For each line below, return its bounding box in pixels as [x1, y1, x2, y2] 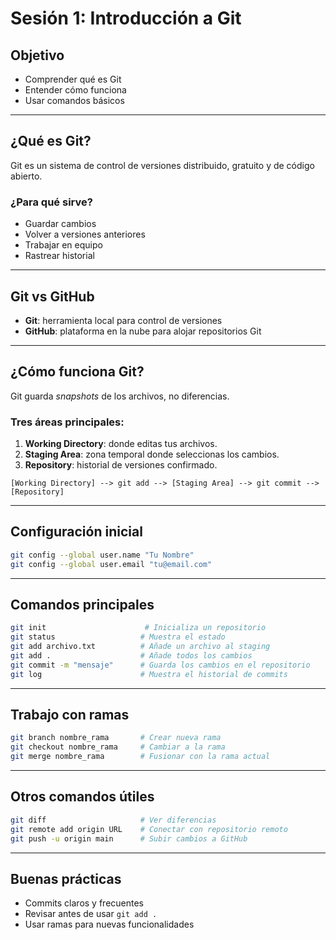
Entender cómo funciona [24, 84, 127, 96]
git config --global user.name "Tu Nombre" [10, 550, 195, 560]
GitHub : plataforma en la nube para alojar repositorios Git [24, 325, 262, 337]
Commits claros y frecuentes [24, 897, 145, 909]
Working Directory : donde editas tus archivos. [24, 438, 218, 450]
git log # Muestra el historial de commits [10, 669, 288, 679]
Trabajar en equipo [24, 239, 103, 251]
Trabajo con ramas [10, 707, 130, 724]
